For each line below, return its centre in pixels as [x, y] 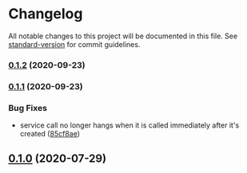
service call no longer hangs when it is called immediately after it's [129, 125]
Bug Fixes [28, 108]
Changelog [46, 14]
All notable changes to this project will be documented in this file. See [123, 36]
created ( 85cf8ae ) [50, 134]
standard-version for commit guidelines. [74, 44]
